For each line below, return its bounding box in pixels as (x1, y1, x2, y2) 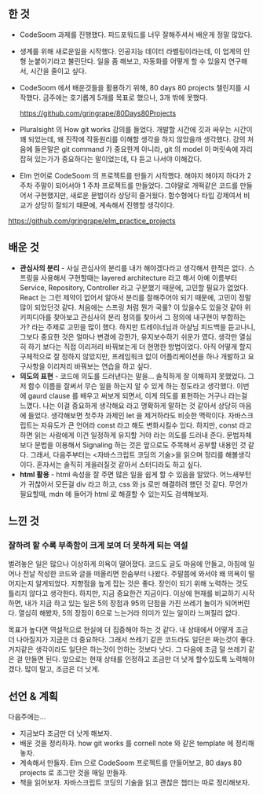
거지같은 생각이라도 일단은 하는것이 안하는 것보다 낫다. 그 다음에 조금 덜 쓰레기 (8, 645, 247, 654)
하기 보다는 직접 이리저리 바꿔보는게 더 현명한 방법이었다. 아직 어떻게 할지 (27, 341, 253, 351)
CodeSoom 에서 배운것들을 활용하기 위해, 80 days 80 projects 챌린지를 (19, 83, 242, 92)
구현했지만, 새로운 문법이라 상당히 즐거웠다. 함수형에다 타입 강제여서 (34, 190, 242, 200)
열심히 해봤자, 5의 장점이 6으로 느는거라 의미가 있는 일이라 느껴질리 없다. (18, 608, 240, 618)
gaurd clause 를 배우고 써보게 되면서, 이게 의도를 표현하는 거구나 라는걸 (27, 391, 248, 400)
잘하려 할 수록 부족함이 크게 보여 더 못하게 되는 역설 (8, 539, 188, 550)
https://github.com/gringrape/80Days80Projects (19, 108, 177, 118)
